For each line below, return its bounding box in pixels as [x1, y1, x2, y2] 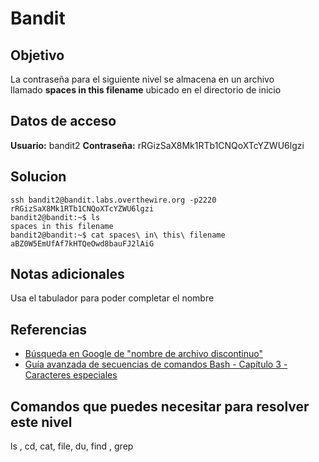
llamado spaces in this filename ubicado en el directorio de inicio [10, 84, 282, 96]
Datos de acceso [10, 113, 117, 130]
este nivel [10, 413, 73, 431]
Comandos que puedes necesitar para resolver [10, 398, 310, 415]
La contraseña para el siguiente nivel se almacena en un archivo [10, 73, 275, 85]
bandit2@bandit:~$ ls [10, 212, 101, 222]
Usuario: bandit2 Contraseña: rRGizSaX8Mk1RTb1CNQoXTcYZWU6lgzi [10, 139, 305, 151]
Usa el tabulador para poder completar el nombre [10, 292, 215, 304]
